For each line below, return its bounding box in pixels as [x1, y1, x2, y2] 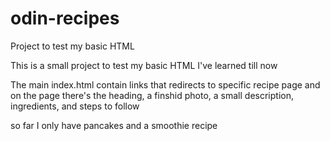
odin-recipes [10, 7, 120, 30]
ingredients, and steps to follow [10, 100, 140, 112]
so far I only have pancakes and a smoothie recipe [10, 119, 218, 131]
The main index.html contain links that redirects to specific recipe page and [10, 78, 321, 91]
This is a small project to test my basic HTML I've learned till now [10, 59, 278, 71]
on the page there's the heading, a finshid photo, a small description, [10, 89, 295, 101]
